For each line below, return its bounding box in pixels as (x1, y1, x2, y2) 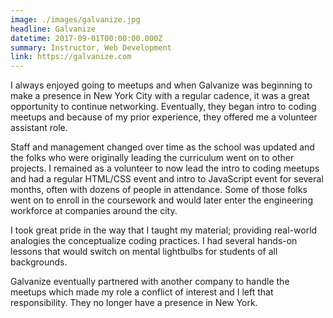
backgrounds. (10, 256, 68, 268)
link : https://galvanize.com (10, 52, 132, 62)
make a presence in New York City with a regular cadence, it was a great (10, 90, 310, 102)
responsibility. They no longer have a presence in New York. (10, 297, 258, 309)
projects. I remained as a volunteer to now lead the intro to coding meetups (10, 162, 320, 175)
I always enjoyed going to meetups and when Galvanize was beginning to (10, 79, 313, 91)
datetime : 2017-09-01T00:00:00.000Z (10, 33, 163, 43)
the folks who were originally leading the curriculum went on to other (10, 152, 295, 164)
